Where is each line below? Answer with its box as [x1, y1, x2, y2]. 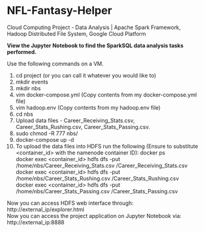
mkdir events [15, 78, 49, 85]
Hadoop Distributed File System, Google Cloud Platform [7, 30, 146, 37]
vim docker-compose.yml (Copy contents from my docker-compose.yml [15, 91, 197, 98]
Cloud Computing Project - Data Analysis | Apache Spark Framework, [7, 24, 181, 31]
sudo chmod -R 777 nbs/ [15, 130, 78, 137]
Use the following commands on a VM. [7, 60, 104, 67]
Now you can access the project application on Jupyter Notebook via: [7, 212, 182, 219]
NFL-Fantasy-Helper [7, 4, 112, 18]
